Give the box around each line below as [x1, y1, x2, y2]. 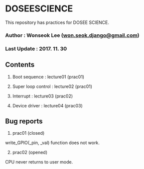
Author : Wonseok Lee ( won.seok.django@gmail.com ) [5, 32, 140, 39]
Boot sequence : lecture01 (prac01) [12, 74, 85, 80]
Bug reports [5, 117, 43, 125]
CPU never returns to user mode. [5, 159, 73, 165]
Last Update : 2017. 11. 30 [5, 45, 67, 52]
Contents [5, 61, 35, 69]
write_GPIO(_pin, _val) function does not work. [5, 140, 100, 146]
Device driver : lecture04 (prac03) [12, 102, 83, 108]
